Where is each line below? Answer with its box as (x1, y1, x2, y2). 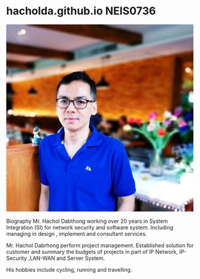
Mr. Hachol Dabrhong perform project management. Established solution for (6, 241, 194, 249)
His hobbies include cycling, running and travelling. (6, 266, 132, 273)
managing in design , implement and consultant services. (6, 230, 147, 237)
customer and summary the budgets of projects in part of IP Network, (6, 248, 178, 255)
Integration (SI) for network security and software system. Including (6, 223, 174, 231)
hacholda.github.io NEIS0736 (6, 4, 156, 18)
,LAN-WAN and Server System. (28, 254, 105, 262)
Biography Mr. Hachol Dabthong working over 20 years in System (6, 217, 168, 225)
